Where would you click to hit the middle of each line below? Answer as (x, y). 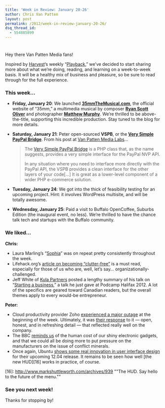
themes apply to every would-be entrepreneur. (60, 295)
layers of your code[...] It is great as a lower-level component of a (91, 174)
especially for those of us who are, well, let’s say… (63, 269)
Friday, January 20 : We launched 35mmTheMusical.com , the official (83, 103)
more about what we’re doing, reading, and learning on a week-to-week (78, 69)
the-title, (21, 119)
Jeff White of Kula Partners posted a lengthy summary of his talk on (81, 279)
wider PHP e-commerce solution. (58, 180)
